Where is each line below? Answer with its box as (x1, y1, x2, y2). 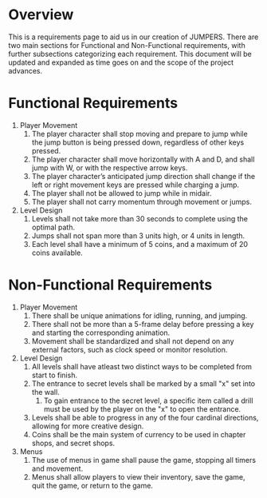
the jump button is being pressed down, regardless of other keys (31, 137, 245, 147)
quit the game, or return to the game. (31, 480, 154, 490)
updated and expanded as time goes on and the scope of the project (8, 58, 234, 67)
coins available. (31, 248, 84, 257)
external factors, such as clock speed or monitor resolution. (31, 345, 228, 354)
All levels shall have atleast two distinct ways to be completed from (31, 361, 253, 371)
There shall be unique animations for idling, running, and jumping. (31, 310, 248, 321)
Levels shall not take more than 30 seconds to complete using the (31, 213, 249, 223)
